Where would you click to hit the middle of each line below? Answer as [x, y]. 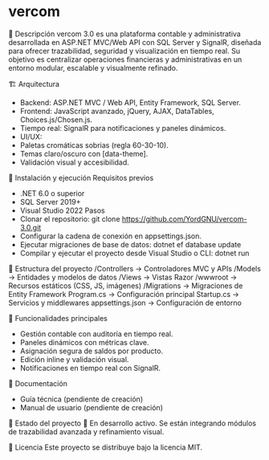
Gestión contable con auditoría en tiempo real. [97, 334]
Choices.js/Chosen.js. [56, 120]
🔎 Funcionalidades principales [58, 318]
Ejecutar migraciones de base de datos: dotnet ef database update [130, 244]
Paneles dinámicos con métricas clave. [84, 342]
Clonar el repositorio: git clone [70, 218]
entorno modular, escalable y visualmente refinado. [93, 67]
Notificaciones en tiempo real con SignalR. [90, 368]
